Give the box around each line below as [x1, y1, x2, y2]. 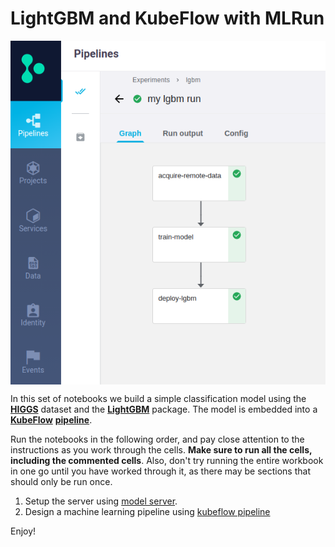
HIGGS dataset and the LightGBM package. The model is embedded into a [10, 403, 318, 415]
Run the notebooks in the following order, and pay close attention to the [10, 433, 305, 445]
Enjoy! [10, 525, 37, 537]
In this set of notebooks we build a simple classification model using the [10, 392, 307, 404]
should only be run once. [10, 475, 113, 487]
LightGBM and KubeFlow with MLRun [10, 7, 325, 30]
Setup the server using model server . [24, 495, 178, 507]
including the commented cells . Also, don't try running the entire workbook [10, 454, 324, 466]
